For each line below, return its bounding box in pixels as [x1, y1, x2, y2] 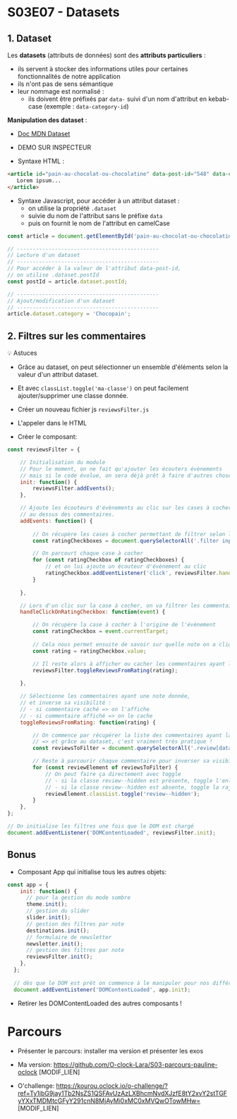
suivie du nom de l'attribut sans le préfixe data [28, 211, 163, 219]
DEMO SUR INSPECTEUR [17, 143, 92, 152]
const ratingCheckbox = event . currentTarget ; [32, 628, 169, 635]
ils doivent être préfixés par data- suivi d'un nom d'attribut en [28, 95, 207, 103]
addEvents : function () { [20, 517, 93, 524]
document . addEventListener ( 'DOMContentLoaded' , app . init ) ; [13, 986, 191, 993]
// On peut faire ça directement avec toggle [44, 770, 181, 778]
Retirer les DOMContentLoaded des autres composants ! [17, 999, 182, 1008]
